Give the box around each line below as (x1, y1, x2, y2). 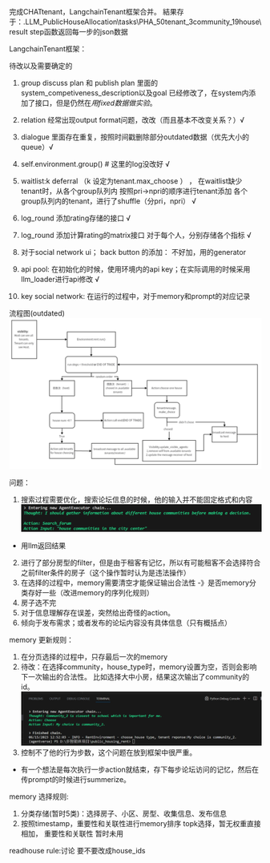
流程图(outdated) (9, 309, 65, 318)
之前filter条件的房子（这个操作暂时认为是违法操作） (20, 568, 191, 578)
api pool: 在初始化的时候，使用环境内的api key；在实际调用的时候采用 (20, 264, 251, 274)
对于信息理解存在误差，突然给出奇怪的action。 (20, 608, 175, 618)
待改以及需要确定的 (9, 61, 73, 71)
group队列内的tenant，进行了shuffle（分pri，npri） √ (20, 196, 197, 206)
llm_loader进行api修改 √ (20, 275, 100, 284)
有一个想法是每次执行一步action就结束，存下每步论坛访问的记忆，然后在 (20, 764, 260, 774)
